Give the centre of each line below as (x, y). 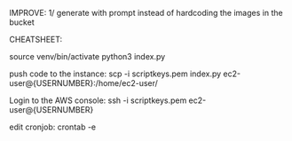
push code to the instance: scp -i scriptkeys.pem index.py (115, 74)
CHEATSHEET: (36, 39)
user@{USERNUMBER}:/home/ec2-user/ (83, 83)
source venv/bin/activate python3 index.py (87, 56)
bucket (22, 22)
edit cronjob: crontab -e (52, 127)
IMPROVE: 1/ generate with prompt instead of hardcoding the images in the (146, 13)
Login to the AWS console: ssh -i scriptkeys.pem (98, 100)
